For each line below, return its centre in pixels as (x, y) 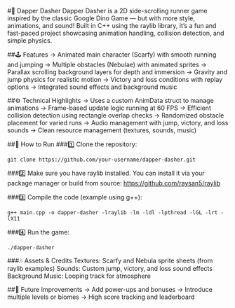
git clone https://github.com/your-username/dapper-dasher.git (102, 160)
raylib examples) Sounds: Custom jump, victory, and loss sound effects (110, 268)
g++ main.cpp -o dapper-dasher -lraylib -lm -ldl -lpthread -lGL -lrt (113, 213)
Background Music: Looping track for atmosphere (79, 276)
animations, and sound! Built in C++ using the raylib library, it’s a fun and (112, 26)
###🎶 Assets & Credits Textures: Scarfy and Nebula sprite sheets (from (110, 260)
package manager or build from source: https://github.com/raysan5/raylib (114, 183)
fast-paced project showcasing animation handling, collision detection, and (116, 33)
